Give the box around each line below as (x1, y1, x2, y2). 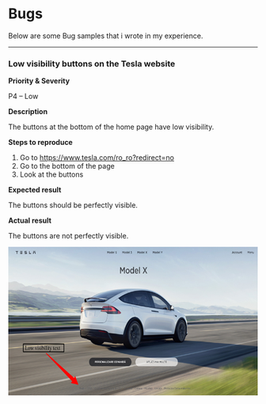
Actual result (8, 215, 51, 226)
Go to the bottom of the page (19, 162, 115, 171)
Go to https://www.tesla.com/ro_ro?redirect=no (19, 153, 174, 162)
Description (8, 107, 48, 116)
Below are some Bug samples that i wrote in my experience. (8, 31, 203, 40)
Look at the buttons (19, 170, 84, 179)
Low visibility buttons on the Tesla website (8, 58, 176, 69)
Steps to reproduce (8, 138, 73, 147)
